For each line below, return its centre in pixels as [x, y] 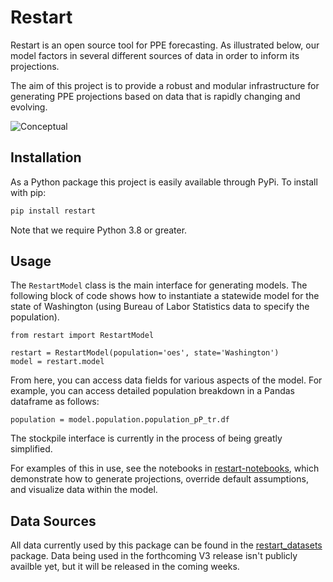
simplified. [31, 449]
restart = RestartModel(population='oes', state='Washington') [145, 353]
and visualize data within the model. [84, 490]
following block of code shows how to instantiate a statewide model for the [165, 296]
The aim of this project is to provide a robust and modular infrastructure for [165, 85]
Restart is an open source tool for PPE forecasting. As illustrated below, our [165, 45]
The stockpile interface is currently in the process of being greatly [146, 438]
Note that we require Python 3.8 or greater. [99, 230]
